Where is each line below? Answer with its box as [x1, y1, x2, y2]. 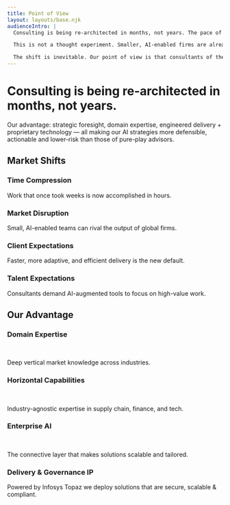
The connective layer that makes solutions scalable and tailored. [7, 450, 188, 458]
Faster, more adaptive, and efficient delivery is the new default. [7, 256, 185, 264]
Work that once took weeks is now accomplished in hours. [7, 191, 172, 199]
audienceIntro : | [7, 23, 57, 29]
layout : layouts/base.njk [7, 16, 81, 23]
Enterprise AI [7, 421, 52, 431]
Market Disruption [7, 208, 69, 218]
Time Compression [7, 175, 72, 185]
